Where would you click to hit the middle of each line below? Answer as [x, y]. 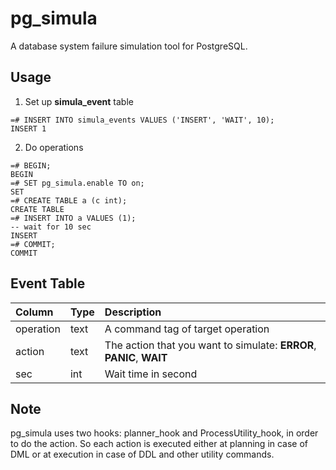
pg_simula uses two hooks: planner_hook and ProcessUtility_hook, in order [164, 433]
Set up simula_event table [79, 101]
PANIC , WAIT [136, 357]
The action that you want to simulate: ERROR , [210, 345]
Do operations [54, 147]
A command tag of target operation [187, 329]
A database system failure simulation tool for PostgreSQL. [129, 46]
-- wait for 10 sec [51, 227]
